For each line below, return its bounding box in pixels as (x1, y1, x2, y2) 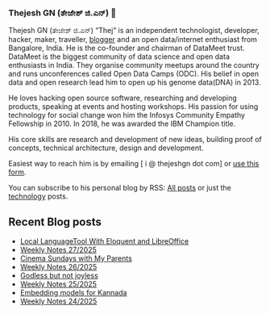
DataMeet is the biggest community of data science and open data (8, 52, 230, 61)
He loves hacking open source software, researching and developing (8, 93, 238, 103)
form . (8, 167, 27, 177)
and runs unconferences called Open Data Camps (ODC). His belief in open (8, 69, 260, 79)
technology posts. (8, 191, 69, 201)
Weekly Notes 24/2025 (19, 296, 98, 306)
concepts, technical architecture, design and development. (8, 143, 204, 153)
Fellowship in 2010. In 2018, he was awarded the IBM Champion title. (8, 119, 236, 128)
